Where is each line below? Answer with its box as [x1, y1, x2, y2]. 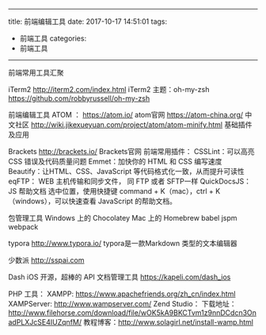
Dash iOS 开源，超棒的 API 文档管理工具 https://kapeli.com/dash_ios [8, 272, 231, 282]
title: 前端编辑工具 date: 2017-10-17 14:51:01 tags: [8, 17, 168, 26]
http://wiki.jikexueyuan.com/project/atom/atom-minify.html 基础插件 [30, 120, 253, 129]
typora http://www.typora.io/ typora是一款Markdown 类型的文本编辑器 [8, 239, 237, 248]
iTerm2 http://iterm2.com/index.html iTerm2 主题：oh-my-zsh [8, 85, 210, 94]
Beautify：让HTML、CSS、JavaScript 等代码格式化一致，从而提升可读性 [8, 167, 245, 175]
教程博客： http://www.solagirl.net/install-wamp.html [82, 318, 253, 326]
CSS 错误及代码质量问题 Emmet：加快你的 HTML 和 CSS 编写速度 [8, 156, 222, 166]
